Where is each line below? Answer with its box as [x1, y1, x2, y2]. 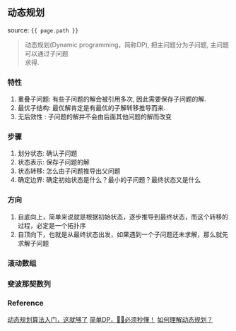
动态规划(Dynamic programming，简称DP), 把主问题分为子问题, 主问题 [24, 40, 230, 49]
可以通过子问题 [24, 49, 69, 58]
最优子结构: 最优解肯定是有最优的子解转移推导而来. [17, 104, 166, 112]
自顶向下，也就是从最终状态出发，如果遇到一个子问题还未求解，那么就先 [17, 230, 228, 239]
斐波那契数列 [7, 279, 52, 289]
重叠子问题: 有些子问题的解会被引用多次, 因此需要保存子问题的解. [17, 95, 206, 104]
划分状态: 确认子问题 [17, 149, 78, 157]
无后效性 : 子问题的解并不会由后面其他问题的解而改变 [17, 112, 172, 121]
